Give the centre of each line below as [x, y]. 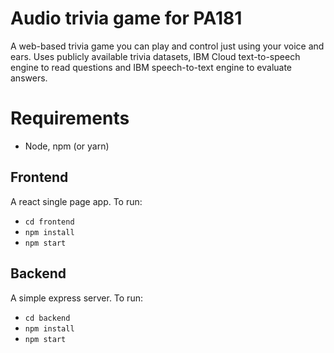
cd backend [47, 318]
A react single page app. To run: [76, 201]
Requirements [70, 118]
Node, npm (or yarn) [67, 146]
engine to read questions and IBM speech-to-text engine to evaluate [151, 67]
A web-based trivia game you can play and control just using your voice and [167, 46]
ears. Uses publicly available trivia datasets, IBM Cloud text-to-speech [155, 56]
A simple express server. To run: [76, 298]
